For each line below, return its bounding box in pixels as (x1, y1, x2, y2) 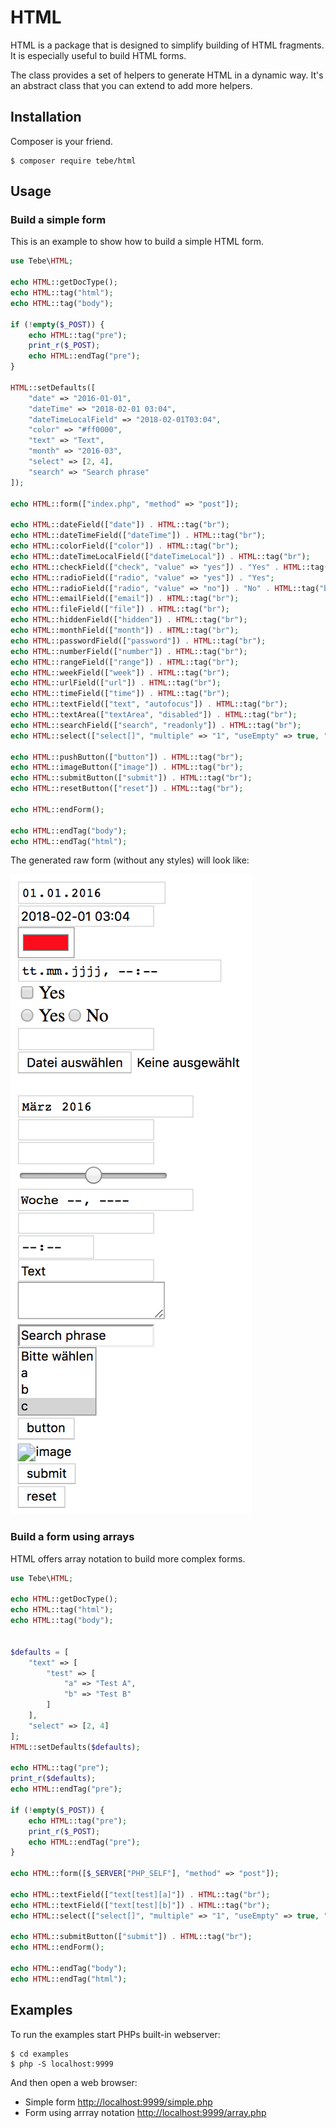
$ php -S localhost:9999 (10, 2059, 114, 2069)
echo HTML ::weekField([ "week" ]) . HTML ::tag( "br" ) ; (10, 667, 230, 678)
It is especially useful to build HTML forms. (10, 49, 187, 61)
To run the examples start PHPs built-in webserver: (10, 2028, 221, 2040)
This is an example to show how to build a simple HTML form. (10, 236, 265, 248)
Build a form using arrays (10, 1530, 135, 1544)
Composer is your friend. (10, 135, 113, 147)
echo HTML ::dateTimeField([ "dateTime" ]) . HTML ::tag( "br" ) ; (10, 531, 267, 541)
